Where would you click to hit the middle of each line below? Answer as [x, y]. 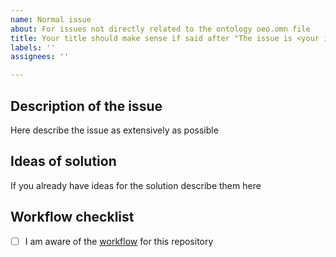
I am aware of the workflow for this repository [119, 241]
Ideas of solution [63, 161]
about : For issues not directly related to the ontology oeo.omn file [160, 29]
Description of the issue [86, 106]
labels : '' [33, 47]
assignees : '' [40, 57]
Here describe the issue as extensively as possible [114, 130]
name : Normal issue [51, 19]
